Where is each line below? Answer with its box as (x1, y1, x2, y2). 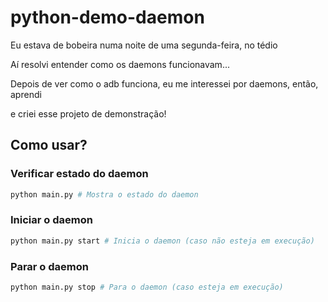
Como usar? (10, 137, 88, 154)
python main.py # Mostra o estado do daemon (10, 189, 199, 200)
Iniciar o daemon (10, 213, 93, 227)
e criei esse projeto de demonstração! (10, 107, 167, 120)
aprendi (10, 88, 42, 100)
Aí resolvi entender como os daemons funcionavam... (10, 58, 230, 70)
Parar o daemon (10, 259, 89, 273)
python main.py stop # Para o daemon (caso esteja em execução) (10, 282, 284, 292)
